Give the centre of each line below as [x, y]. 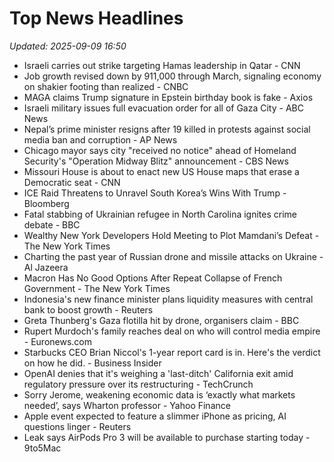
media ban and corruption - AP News [100, 139]
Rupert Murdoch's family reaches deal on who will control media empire [172, 331]
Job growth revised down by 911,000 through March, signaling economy [172, 76]
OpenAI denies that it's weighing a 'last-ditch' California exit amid [158, 373]
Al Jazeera [46, 267]
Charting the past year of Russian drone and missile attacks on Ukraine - [173, 256]
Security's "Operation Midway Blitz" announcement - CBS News [156, 161]
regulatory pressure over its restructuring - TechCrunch [138, 384]
